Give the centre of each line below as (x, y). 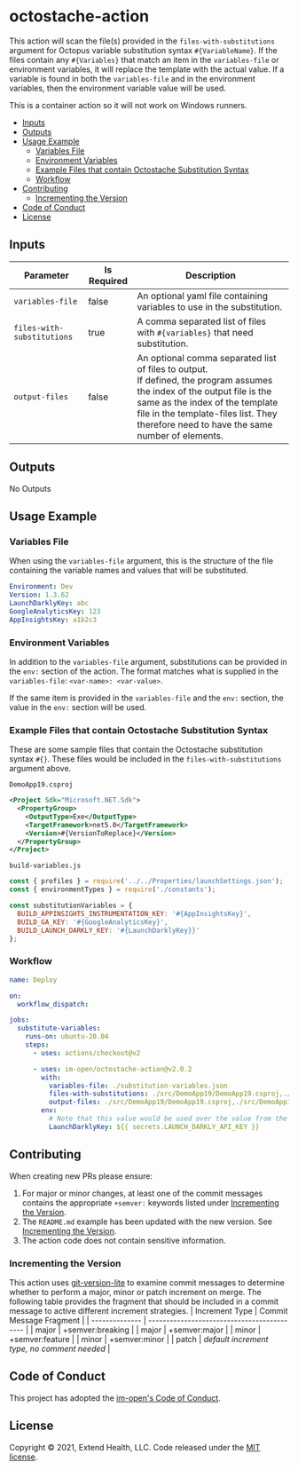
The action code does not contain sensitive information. (124, 1240)
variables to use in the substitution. (209, 306)
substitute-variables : (59, 1028)
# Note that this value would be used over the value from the (168, 1119)
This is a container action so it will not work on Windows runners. (128, 105)
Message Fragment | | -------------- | (78, 1320)
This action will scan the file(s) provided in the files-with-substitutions (142, 41)
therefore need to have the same (205, 424)
